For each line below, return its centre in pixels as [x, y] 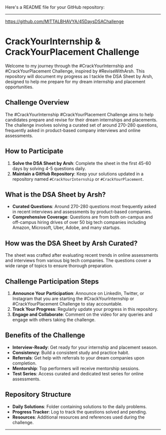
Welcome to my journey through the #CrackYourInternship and [69, 66]
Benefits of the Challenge [45, 335]
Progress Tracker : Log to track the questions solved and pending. [80, 412]
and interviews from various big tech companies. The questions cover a [78, 261]
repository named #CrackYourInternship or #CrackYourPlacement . [78, 179]
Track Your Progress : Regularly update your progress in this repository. [85, 309]
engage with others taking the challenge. [54, 320]
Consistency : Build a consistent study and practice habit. [71, 353]
